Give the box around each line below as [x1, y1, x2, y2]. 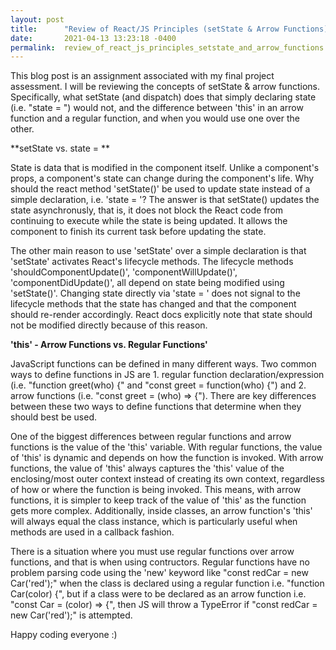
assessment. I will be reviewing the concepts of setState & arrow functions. [10, 81, 320, 93]
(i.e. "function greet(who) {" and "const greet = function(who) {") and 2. [10, 379, 307, 391]
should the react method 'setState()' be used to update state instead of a [10, 183, 311, 195]
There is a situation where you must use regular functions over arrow [10, 546, 295, 558]
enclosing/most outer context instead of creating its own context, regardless [10, 473, 325, 485]
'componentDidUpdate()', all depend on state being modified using [10, 277, 285, 289]
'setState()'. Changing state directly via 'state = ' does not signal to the [10, 287, 301, 300]
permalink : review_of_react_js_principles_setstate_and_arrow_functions [10, 42, 325, 53]
